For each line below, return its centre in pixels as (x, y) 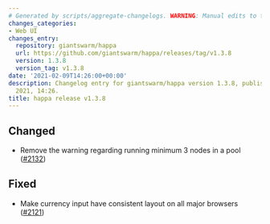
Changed (32, 131)
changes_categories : (43, 23)
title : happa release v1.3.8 (57, 98)
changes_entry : (34, 38)
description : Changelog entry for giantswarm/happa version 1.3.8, (124, 83)
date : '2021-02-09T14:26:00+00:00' (68, 76)
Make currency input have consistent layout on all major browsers (129, 203)
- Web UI (23, 31)
